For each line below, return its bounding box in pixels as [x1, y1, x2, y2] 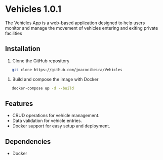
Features [5, 99, 33, 108]
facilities [5, 30, 22, 36]
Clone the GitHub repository [12, 58, 70, 64]
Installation [5, 44, 41, 53]
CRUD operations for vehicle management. [12, 113, 100, 119]
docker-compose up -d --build [11, 85, 74, 91]
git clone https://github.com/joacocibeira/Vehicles [11, 67, 122, 72]
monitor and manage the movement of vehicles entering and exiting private [5, 25, 158, 31]
